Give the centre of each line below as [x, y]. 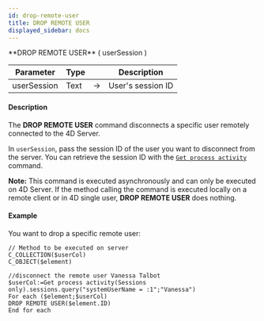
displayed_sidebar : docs [49, 30]
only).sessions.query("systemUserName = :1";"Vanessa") [102, 289]
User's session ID [141, 86]
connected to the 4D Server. [54, 133]
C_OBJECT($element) [40, 262]
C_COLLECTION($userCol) [47, 254]
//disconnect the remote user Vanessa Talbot [84, 275]
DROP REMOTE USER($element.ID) [60, 303]
